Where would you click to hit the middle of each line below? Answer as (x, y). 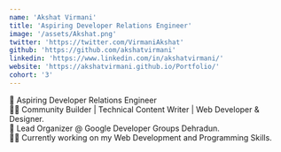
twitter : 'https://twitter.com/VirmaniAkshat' (97, 42)
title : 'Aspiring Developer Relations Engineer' (101, 26)
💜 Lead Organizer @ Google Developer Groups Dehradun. (114, 128)
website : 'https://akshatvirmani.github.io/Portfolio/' (114, 67)
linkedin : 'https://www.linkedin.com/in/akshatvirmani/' (117, 58)
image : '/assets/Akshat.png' (63, 34)
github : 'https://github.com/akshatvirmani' (93, 50)
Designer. (27, 118)
